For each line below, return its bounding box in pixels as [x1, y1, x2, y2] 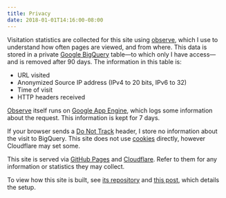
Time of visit [17, 86, 53, 94]
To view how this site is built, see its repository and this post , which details [7, 175, 220, 184]
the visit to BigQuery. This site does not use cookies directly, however [7, 134, 206, 142]
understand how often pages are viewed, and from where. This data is [7, 43, 207, 51]
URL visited [17, 70, 50, 79]
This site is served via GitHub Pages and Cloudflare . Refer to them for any [7, 155, 218, 163]
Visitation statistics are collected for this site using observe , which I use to [7, 35, 218, 43]
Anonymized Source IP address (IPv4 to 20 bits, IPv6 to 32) [17, 78, 187, 86]
